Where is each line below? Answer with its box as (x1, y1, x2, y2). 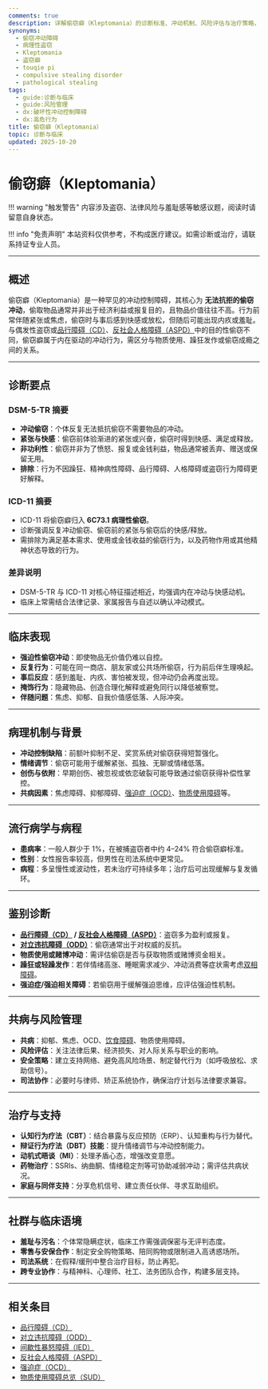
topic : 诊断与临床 (8, 130, 64, 138)
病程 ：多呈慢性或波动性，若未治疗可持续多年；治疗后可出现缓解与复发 (19, 864, 251, 873)
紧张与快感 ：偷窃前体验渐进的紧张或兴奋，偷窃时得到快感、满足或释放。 (19, 433, 258, 443)
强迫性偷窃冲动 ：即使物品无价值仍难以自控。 (19, 652, 167, 663)
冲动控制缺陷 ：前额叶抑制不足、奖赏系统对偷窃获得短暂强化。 (19, 748, 223, 758)
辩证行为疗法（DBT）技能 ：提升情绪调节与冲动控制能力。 (19, 1141, 209, 1150)
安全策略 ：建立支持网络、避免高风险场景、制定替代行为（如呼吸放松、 (19, 1055, 251, 1065)
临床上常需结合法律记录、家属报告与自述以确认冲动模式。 (19, 596, 209, 607)
